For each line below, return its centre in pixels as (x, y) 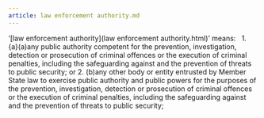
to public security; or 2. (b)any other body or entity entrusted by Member (127, 71)
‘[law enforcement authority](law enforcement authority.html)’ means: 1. (128, 38)
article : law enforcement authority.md (74, 15)
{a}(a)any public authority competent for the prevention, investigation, (122, 46)
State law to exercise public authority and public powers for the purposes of (132, 80)
